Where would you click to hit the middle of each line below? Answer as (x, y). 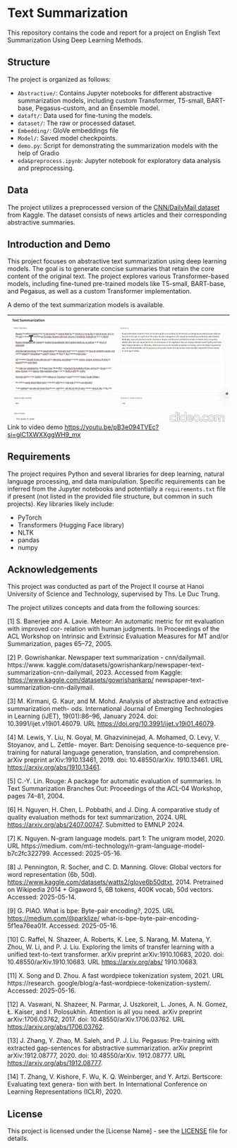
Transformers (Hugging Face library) (71, 525)
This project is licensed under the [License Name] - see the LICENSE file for (117, 1131)
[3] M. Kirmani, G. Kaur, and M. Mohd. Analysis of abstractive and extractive (118, 701)
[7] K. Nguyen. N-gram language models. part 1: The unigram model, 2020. (116, 839)
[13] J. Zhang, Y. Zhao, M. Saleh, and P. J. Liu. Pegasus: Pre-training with (113, 1041)
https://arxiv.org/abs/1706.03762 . (56, 1027)
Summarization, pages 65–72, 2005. (60, 644)
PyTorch (30, 518)
